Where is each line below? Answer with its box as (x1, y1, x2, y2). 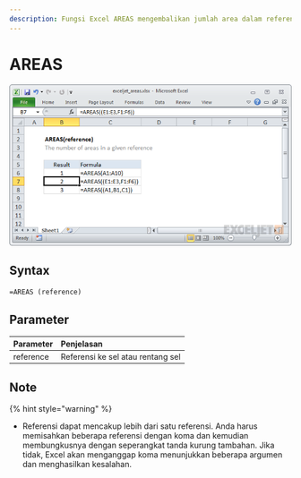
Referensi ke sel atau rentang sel (60, 351, 181, 362)
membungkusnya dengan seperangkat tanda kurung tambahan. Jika (21, 440, 275, 451)
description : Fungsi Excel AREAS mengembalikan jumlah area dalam (9, 14, 262, 23)
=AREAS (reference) (9, 287, 82, 297)
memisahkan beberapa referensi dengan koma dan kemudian (21, 431, 249, 441)
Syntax (9, 262, 50, 277)
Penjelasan (60, 338, 103, 349)
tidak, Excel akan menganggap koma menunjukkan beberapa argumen (21, 449, 283, 460)
